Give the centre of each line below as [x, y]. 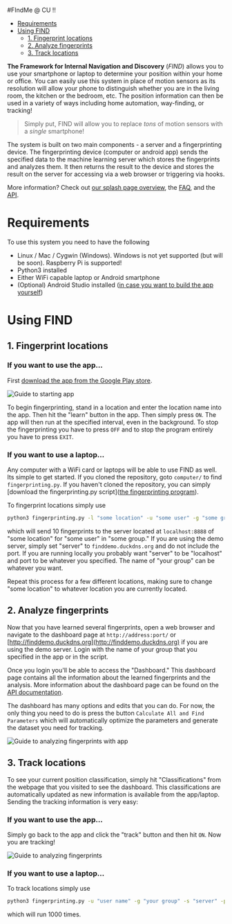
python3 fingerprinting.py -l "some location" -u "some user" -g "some [112, 518]
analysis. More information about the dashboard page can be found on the [113, 684]
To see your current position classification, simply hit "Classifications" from [114, 779]
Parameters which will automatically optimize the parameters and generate [113, 720]
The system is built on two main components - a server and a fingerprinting [115, 144]
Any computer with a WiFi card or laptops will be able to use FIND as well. [112, 470]
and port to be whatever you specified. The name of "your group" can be [111, 560]
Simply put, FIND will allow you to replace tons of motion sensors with [123, 124]
